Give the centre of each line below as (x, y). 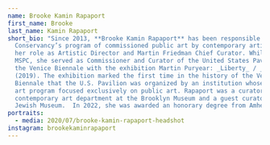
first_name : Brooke (40, 23)
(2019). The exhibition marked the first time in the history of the (134, 76)
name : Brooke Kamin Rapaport (56, 16)
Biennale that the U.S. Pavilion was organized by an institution (129, 83)
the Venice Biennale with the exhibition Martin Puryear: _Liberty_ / (136, 68)
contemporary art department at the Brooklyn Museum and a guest (127, 98)
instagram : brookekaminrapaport (62, 128)
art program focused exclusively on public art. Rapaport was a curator (139, 91)
